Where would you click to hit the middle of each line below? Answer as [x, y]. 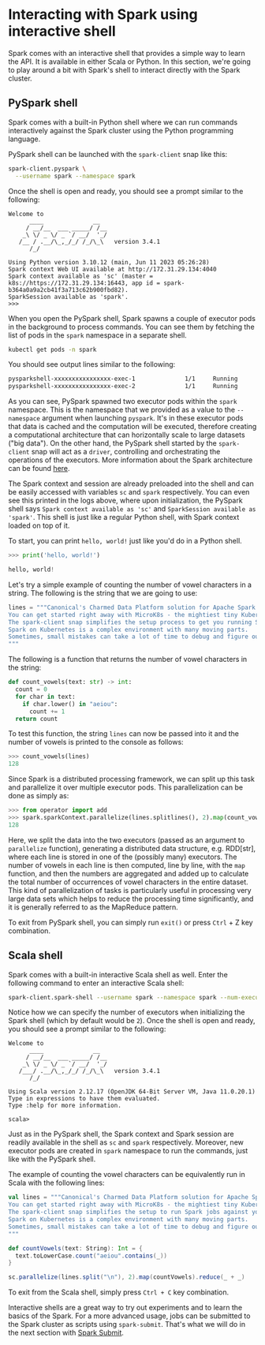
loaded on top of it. [39, 525]
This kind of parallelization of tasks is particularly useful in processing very [130, 890]
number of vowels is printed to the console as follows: [96, 742]
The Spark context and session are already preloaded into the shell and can [131, 484]
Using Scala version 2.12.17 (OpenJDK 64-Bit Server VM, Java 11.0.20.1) [132, 1092]
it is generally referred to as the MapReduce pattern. [93, 907]
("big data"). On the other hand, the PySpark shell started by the [112, 443]
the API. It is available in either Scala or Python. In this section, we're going [129, 62]
